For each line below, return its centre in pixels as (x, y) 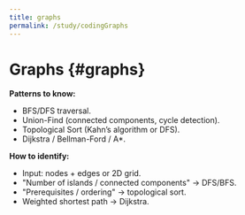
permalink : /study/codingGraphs (69, 26)
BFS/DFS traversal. (56, 111)
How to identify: (39, 157)
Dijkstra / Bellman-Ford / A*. (74, 139)
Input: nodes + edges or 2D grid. (81, 173)
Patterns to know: (42, 94)
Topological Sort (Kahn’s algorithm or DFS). (101, 130)
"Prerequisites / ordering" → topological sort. (104, 192)
